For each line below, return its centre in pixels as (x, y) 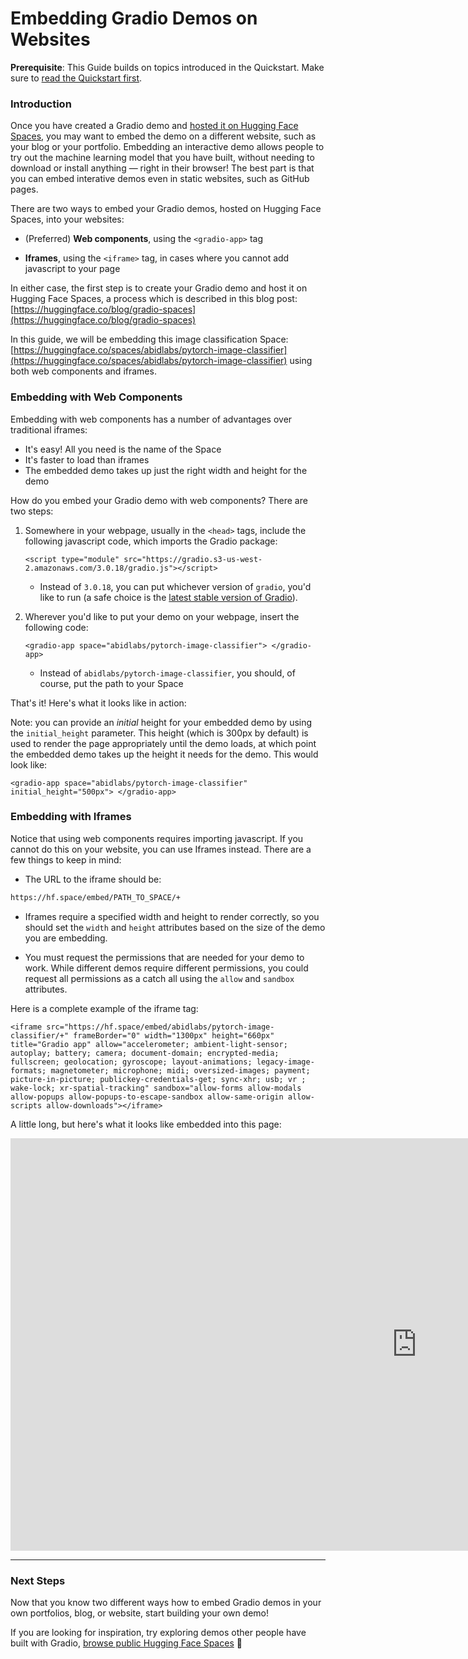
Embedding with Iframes (71, 817)
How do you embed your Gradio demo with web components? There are (159, 500)
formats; (28, 1070)
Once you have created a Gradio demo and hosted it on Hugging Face (154, 126)
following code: (56, 627)
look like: (29, 764)
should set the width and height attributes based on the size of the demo (175, 927)
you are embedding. (66, 938)
